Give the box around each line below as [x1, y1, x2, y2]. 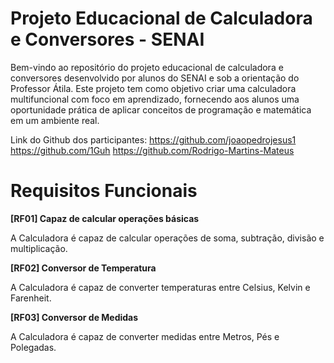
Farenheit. [10, 292, 52, 304]
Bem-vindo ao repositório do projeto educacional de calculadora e [10, 61, 284, 73]
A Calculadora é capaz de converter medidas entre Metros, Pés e [10, 330, 280, 342]
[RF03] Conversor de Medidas [10, 311, 139, 323]
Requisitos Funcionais [10, 180, 198, 202]
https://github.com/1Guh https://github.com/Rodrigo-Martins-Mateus [10, 144, 295, 156]
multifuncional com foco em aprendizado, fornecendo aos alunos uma [10, 93, 300, 105]
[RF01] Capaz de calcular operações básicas [10, 212, 200, 224]
